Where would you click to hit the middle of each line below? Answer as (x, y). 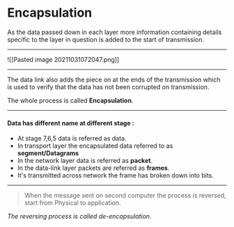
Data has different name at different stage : (71, 123)
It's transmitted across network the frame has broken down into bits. (116, 175)
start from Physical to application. (72, 203)
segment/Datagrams (48, 153)
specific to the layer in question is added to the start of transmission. (106, 39)
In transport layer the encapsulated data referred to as (95, 146)
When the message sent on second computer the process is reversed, (125, 196)
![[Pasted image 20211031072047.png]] (63, 59)
